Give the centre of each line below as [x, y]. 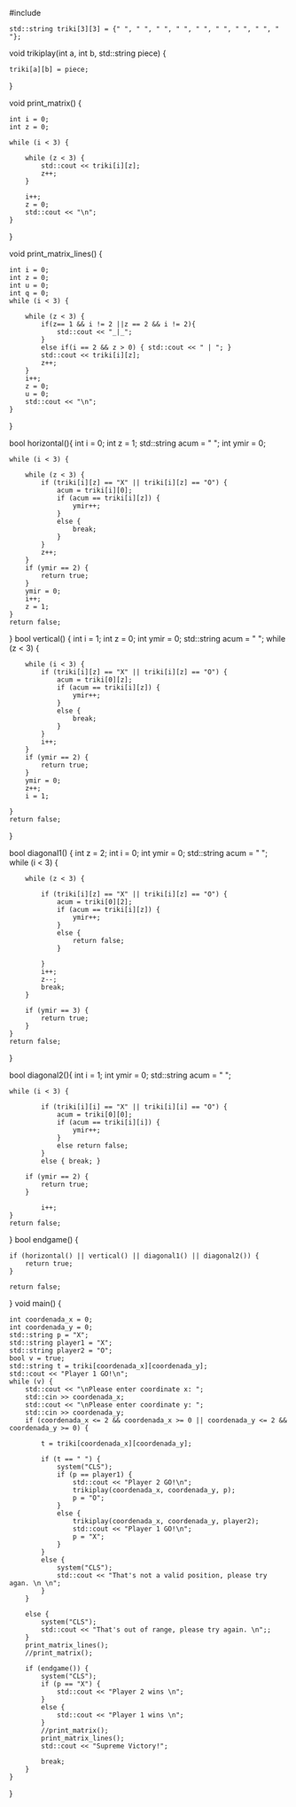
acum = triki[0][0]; [94, 1115]
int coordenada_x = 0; [51, 1320]
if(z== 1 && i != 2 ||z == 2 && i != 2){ [119, 324]
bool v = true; [37, 1359]
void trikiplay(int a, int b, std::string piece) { [88, 53]
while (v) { [31, 1382]
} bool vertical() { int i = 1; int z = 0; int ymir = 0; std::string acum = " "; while [148, 639]
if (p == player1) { [94, 1475]
